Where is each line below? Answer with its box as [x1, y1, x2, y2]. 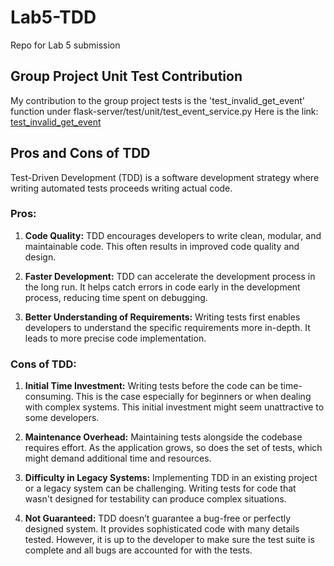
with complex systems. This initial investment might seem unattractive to [24, 401, 325, 413]
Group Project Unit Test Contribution [10, 68, 243, 85]
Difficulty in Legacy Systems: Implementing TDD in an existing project [24, 472, 318, 484]
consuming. [24, 391, 74, 403]
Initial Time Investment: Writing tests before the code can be [24, 380, 279, 392]
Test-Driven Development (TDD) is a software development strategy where [10, 171, 320, 183]
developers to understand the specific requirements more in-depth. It [24, 321, 311, 333]
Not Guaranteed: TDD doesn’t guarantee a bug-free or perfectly [24, 512, 292, 525]
